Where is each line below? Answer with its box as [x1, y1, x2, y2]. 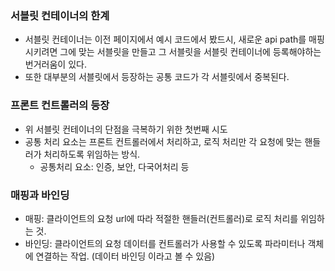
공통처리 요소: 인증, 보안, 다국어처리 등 [39, 160, 190, 172]
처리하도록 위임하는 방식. [43, 148, 141, 160]
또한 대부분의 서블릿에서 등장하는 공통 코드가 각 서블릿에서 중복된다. [24, 71, 290, 83]
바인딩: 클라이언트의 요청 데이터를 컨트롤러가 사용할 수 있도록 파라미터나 [24, 237, 306, 249]
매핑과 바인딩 [10, 188, 70, 202]
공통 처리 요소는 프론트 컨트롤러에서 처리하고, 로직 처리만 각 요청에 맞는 [24, 135, 303, 147]
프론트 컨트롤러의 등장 [10, 98, 110, 112]
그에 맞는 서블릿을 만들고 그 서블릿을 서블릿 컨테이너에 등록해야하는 [59, 46, 322, 58]
